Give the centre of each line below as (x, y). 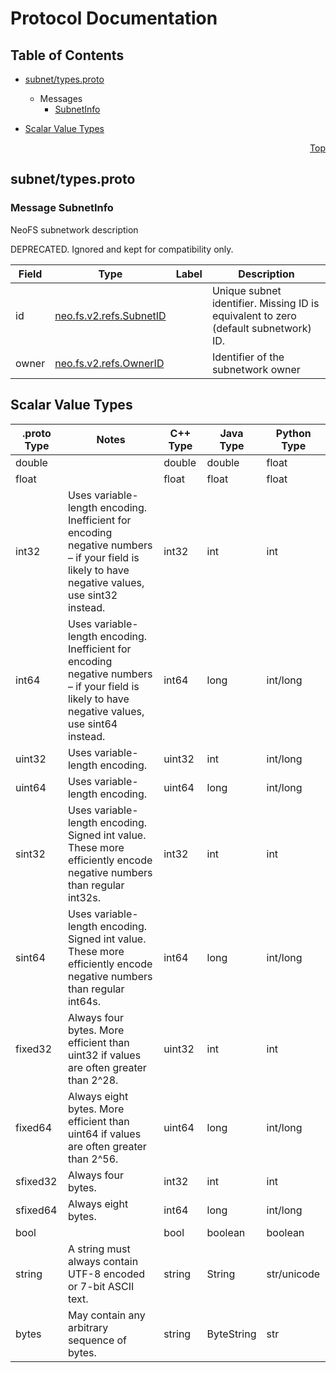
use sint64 (92, 724)
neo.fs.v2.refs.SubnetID (110, 315)
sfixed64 (36, 1210)
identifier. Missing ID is (265, 303)
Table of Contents (67, 55)
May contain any (106, 1315)
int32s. (84, 897)
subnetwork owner (256, 369)
